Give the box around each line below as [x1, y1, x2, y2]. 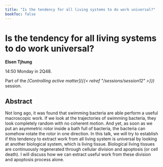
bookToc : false [5, 12, 36, 17]
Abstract [5, 97, 33, 105]
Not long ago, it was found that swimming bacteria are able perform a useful [5, 110, 158, 116]
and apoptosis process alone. [5, 157, 64, 163]
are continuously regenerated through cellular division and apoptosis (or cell [5, 147, 158, 152]
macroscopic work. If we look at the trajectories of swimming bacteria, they [5, 115, 157, 121]
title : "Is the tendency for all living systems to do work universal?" [5, 7, 156, 12]
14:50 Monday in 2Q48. [5, 69, 52, 74]
